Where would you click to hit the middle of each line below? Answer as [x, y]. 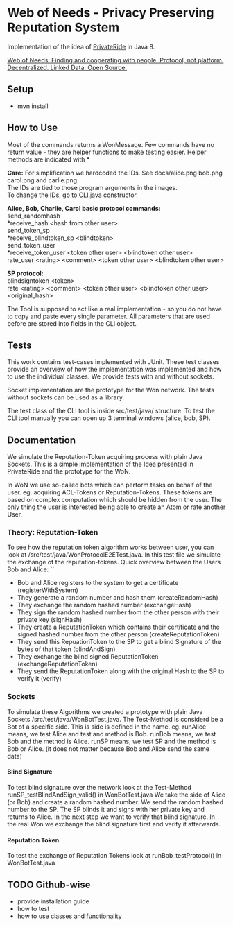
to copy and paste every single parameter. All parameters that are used [109, 316]
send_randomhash [34, 216]
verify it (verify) [40, 679]
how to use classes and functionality [70, 916]
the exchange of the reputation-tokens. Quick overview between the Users [114, 562]
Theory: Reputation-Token [53, 532]
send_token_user [31, 245]
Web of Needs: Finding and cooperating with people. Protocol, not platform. [115, 60]
